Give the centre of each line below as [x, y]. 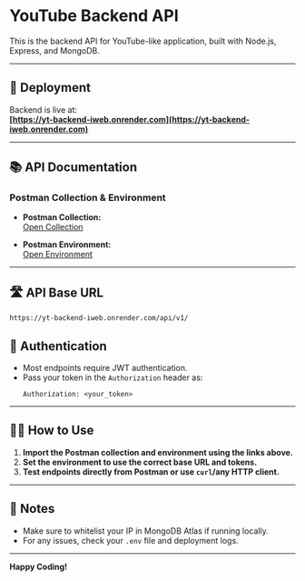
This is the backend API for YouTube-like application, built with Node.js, [143, 41]
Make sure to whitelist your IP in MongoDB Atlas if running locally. [146, 531]
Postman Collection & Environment [88, 198]
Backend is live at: [43, 109]
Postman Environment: [67, 245]
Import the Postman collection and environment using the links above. [157, 452]
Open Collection [53, 227]
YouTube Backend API [94, 16]
